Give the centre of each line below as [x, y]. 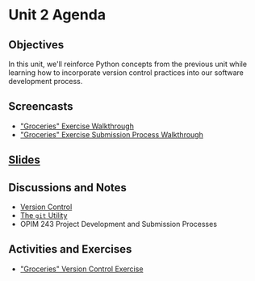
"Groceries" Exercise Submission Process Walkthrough [111, 134]
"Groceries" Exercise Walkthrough [77, 126]
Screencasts [41, 107]
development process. [46, 81]
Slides [24, 160]
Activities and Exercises [70, 249]
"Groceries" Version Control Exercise [82, 269]
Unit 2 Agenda [57, 15]
